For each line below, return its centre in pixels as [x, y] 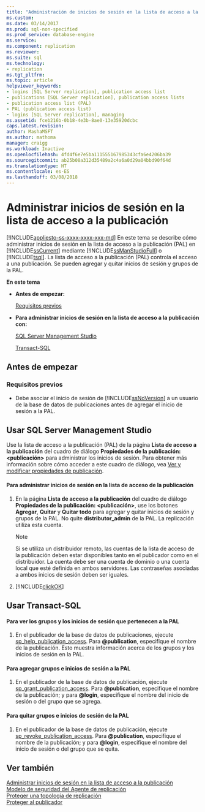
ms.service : [21, 40]
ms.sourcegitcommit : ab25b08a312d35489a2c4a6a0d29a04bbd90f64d [89, 160]
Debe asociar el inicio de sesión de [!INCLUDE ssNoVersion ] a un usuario [107, 398]
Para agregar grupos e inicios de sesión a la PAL [69, 668]
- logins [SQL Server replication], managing [65, 115]
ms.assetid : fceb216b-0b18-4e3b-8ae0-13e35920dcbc [72, 120]
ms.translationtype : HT [37, 166]
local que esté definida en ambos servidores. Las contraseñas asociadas [107, 568]
